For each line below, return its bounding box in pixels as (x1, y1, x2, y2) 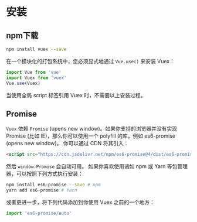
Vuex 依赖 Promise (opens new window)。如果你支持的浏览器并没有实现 (6, 125, 178, 132)
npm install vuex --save (6, 46, 67, 52)
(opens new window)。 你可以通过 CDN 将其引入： (6, 140, 129, 147)
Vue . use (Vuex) (6, 80, 41, 86)
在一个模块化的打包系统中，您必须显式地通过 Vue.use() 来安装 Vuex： (6, 57, 175, 64)
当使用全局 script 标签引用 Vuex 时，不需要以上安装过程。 (6, 91, 146, 98)
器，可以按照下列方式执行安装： (6, 170, 83, 177)
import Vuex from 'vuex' (6, 74, 67, 81)
